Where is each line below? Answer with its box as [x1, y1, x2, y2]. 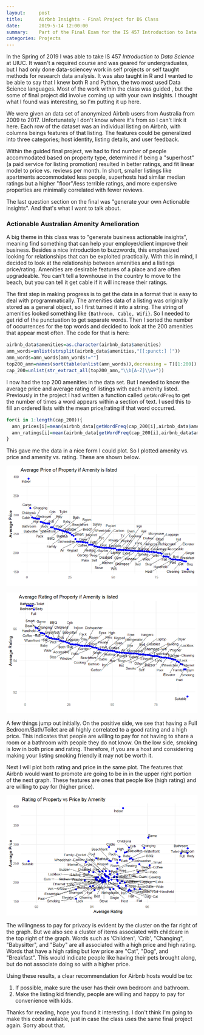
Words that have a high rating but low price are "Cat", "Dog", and [6, 947, 169, 955]
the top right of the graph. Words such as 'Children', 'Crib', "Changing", [6, 934, 184, 942]
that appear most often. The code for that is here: [6, 329, 130, 337]
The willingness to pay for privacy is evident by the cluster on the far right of [6, 921, 197, 929]
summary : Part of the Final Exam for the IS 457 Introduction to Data [6, 29, 197, 35]
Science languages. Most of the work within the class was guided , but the [6, 85, 193, 92]
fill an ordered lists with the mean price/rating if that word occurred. [6, 404, 176, 412]
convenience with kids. [15, 997, 73, 1004]
